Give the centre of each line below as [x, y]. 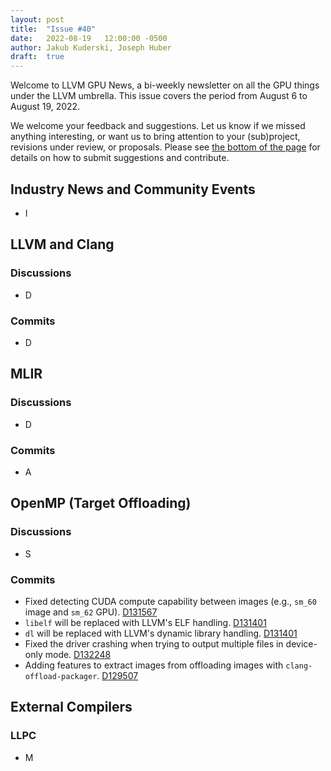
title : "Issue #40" [53, 29]
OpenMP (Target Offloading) [101, 503]
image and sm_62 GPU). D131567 [91, 612]
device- [301, 643]
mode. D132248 [78, 654]
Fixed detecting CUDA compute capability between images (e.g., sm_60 [170, 601]
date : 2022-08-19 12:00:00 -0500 [89, 38]
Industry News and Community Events [133, 189]
